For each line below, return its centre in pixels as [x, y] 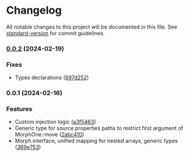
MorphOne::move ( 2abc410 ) [49, 135]
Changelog [34, 10]
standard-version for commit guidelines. [55, 33]
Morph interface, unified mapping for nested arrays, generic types [96, 141]
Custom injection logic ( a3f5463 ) [55, 122]
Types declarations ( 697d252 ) [52, 77]
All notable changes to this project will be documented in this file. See [92, 27]
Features [19, 109]
